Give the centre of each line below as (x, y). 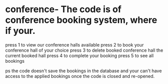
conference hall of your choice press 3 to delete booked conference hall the (84, 50)
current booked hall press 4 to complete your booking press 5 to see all (79, 55)
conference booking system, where (81, 20)
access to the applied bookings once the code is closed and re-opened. (80, 76)
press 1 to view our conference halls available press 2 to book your (75, 45)
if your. (20, 31)
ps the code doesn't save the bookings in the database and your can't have (84, 71)
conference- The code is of (64, 9)
